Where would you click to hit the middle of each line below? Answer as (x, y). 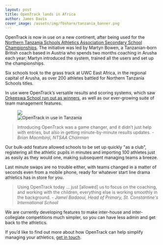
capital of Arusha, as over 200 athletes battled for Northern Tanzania (75, 78)
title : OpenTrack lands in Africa (41, 14)
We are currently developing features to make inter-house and (68, 212)
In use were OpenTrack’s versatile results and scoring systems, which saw (80, 93)
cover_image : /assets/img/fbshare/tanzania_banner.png (62, 23)
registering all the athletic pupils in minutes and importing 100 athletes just (80, 152)
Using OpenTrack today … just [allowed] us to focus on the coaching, (87, 187)
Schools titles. (19, 83)
